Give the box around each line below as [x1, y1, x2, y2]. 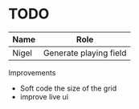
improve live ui [19, 91, 69, 101]
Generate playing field [43, 47, 127, 59]
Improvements [8, 67, 56, 77]
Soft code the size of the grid [19, 83, 117, 93]
